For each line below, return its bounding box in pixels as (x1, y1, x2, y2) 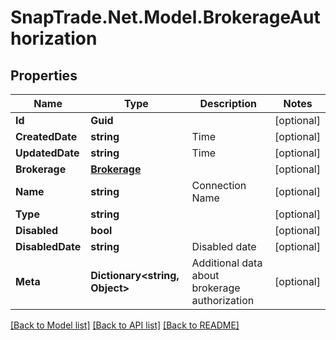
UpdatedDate (15, 146, 80, 160)
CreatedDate (15, 130, 78, 143)
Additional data (191, 256, 263, 270)
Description (199, 97, 257, 110)
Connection (191, 179, 247, 192)
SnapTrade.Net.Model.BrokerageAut (10, 6, 321, 29)
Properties (10, 67, 78, 84)
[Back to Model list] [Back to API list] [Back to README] (10, 319, 240, 331)
